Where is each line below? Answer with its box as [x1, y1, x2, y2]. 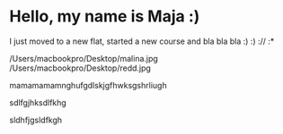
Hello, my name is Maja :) [9, 6, 200, 27]
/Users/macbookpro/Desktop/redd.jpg [9, 63, 151, 73]
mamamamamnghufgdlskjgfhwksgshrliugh [9, 80, 168, 90]
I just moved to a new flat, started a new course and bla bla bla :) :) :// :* [9, 36, 275, 46]
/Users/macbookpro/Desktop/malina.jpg [9, 53, 159, 63]
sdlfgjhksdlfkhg [9, 96, 67, 108]
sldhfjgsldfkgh [9, 114, 63, 125]
